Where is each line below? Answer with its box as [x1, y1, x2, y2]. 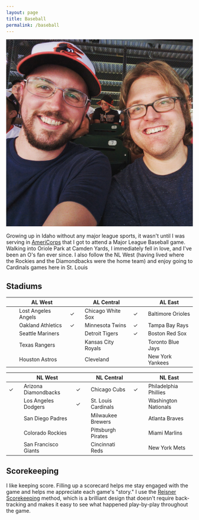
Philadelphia [147, 383, 178, 390]
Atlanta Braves [147, 415, 184, 422]
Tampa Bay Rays [147, 322, 189, 329]
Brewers [91, 418, 111, 425]
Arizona [23, 383, 43, 390]
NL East [159, 374, 179, 381]
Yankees [147, 359, 169, 366]
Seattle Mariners [19, 330, 60, 337]
